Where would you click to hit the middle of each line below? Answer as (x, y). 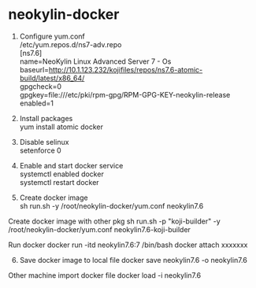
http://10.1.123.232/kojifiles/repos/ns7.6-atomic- (126, 69)
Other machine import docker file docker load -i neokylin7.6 (105, 275)
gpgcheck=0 (40, 86)
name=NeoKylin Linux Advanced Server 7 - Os (95, 61)
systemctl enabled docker (61, 174)
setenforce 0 (40, 150)
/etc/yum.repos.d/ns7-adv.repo (70, 44)
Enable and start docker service (71, 165)
